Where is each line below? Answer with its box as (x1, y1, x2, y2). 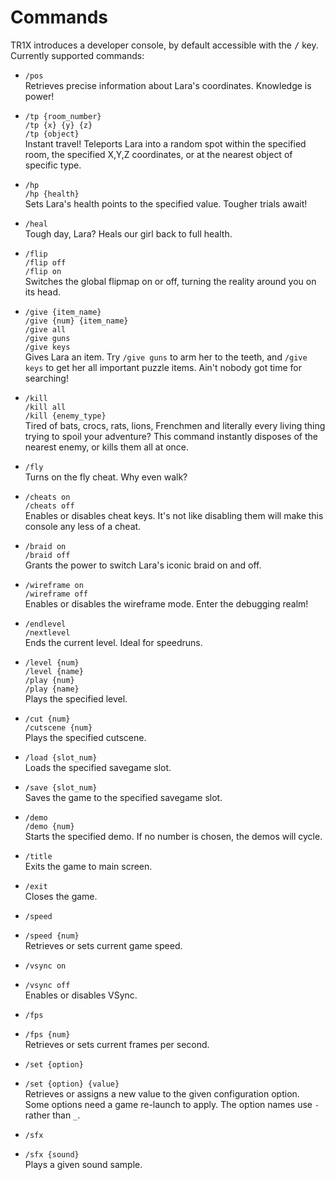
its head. (24, 286, 62, 298)
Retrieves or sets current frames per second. (24, 1038, 210, 1050)
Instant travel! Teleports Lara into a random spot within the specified (24, 137, 307, 150)
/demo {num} (24, 821, 75, 831)
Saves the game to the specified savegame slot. (24, 791, 223, 803)
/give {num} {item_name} (24, 316, 129, 326)
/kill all (24, 402, 67, 412)
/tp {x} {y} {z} (24, 120, 93, 130)
